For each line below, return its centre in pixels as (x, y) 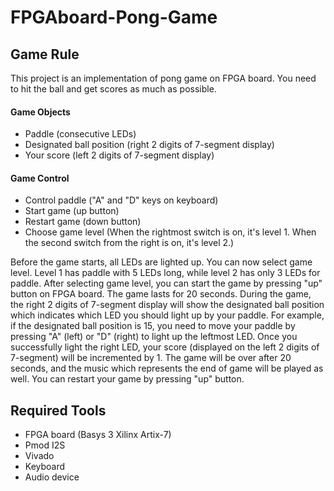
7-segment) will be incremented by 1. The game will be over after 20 (151, 358)
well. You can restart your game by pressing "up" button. (127, 379)
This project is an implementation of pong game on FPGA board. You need (163, 78)
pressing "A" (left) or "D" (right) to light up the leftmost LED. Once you (154, 337)
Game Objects (40, 112)
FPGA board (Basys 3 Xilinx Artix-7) (98, 435)
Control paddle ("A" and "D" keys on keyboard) (121, 200)
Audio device (52, 477)
